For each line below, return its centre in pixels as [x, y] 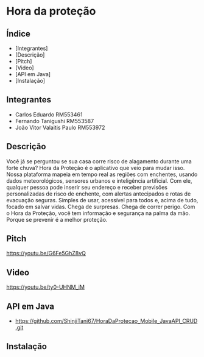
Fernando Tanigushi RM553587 [55, 121]
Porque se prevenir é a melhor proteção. [57, 219]
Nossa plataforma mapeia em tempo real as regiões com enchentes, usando [102, 174]
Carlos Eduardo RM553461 [49, 115]
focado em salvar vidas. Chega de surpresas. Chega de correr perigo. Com [101, 207]
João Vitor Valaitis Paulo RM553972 [60, 127]
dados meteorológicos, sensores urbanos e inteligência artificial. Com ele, [99, 180]
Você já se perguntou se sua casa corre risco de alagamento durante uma [99, 161]
